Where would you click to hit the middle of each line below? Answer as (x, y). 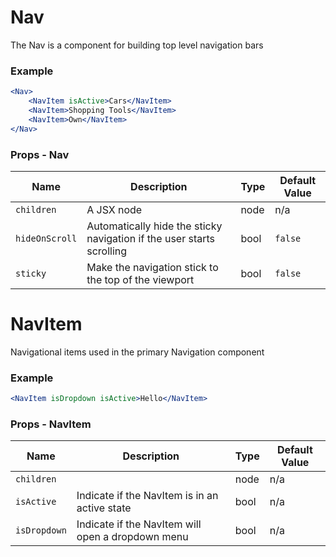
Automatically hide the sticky (154, 226)
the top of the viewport (140, 279)
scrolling (107, 251)
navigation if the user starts (151, 238)
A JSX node (114, 209)
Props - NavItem (51, 424)
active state (104, 508)
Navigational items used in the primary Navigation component (137, 352)
